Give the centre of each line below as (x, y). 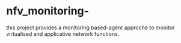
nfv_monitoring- (48, 11)
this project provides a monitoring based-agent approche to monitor (91, 27)
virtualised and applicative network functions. (63, 33)
